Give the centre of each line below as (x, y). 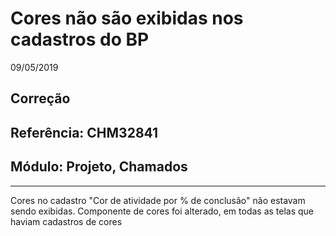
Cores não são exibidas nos (127, 18)
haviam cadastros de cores (66, 221)
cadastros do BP (80, 39)
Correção (40, 98)
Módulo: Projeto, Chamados (99, 167)
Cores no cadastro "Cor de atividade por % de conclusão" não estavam (158, 200)
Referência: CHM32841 (84, 132)
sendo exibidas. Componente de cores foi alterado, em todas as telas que (162, 211)
